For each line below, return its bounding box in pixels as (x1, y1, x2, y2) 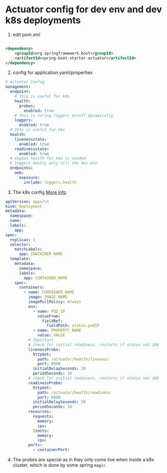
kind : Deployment (5, 204, 43, 209)
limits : (32, 428, 50, 433)
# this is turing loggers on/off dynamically (14, 113, 114, 118)
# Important (28, 337, 54, 343)
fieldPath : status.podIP (46, 323, 100, 328)
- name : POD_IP (32, 309, 66, 314)
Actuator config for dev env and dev (5, 4, 162, 15)
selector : (10, 242, 31, 247)
